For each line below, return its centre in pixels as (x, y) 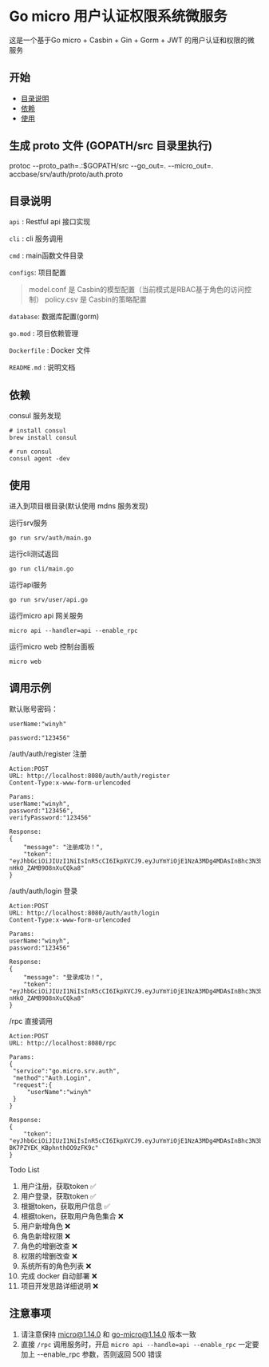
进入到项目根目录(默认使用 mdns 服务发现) (79, 506)
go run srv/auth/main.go (50, 538)
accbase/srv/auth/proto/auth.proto (66, 174)
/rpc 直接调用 (31, 1021)
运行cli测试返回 (34, 554)
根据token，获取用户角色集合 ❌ (72, 1216)
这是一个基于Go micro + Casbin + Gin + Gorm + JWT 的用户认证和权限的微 (132, 40)
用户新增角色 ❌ (45, 1226)
